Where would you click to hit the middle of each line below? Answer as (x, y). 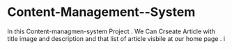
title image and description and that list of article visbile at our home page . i (116, 38)
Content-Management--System (101, 12)
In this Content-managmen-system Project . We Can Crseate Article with (111, 31)
